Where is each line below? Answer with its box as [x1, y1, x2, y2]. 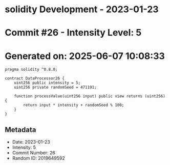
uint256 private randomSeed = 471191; [14, 85, 97, 90]
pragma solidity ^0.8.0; [5, 67, 58, 72]
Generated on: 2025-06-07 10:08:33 [5, 50, 165, 62]
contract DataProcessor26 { [5, 76, 65, 81]
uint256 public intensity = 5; [14, 80, 81, 86]
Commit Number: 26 [12, 150, 56, 156]
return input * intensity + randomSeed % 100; [23, 103, 124, 108]
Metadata [5, 125, 36, 134]
